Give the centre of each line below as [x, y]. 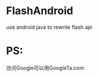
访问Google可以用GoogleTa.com [45, 68]
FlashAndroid [40, 11]
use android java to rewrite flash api [49, 27]
